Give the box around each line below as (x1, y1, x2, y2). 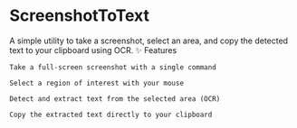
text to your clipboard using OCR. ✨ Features (9, 44, 177, 55)
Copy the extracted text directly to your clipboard (9, 110, 213, 119)
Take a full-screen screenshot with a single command (9, 62, 217, 72)
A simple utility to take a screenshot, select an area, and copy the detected (9, 35, 288, 46)
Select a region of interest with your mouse (9, 78, 184, 87)
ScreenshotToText (9, 5, 149, 26)
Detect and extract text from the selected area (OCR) (9, 94, 221, 104)
